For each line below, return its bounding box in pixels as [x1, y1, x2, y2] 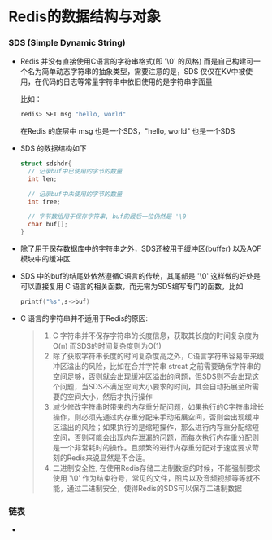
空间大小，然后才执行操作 [67, 392, 153, 402]
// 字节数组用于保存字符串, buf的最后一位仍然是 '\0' [28, 213, 191, 221]
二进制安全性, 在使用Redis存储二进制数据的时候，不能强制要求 [52, 463, 261, 472]
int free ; [28, 197, 61, 206]
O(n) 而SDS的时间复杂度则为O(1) [52, 340, 162, 350]
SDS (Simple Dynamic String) [8, 37, 126, 49]
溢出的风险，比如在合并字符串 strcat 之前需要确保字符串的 [67, 361, 261, 371]
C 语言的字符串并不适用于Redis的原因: [19, 313, 149, 323]
